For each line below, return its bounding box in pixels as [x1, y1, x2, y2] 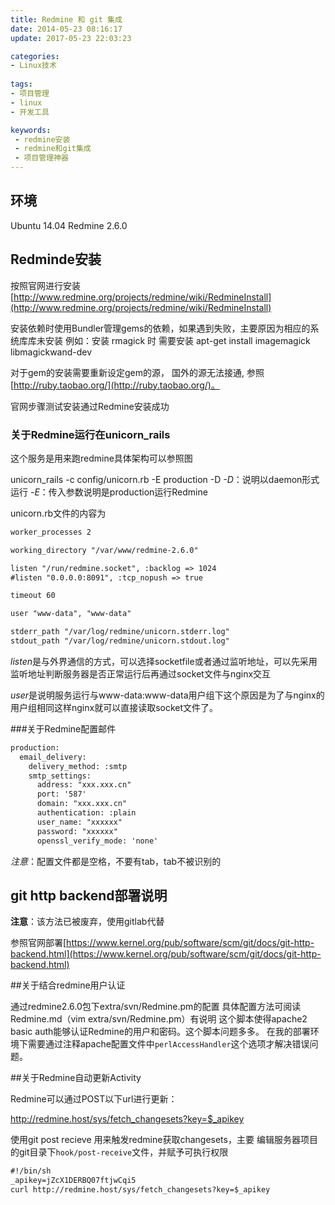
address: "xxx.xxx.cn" [36, 780, 132, 790]
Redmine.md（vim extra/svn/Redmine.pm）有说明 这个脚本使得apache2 [10, 1013, 308, 1025]
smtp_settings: [28, 771, 92, 781]
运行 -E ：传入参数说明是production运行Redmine [10, 486, 208, 498]
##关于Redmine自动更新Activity [10, 1072, 142, 1084]
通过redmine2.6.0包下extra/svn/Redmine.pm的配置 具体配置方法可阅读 [10, 1001, 302, 1013]
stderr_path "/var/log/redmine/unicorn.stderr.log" [10, 627, 230, 637]
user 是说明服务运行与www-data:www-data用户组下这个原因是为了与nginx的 [10, 689, 325, 701]
